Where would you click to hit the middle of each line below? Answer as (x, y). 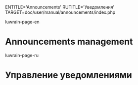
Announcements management (69, 42)
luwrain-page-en (22, 22)
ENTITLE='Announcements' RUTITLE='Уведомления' (60, 7)
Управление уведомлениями (69, 75)
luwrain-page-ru (22, 55)
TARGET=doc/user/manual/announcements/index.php (60, 12)
